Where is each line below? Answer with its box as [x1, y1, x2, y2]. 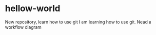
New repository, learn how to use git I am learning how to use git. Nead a [5, 19, 152, 25]
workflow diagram [5, 24, 41, 30]
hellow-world [5, 3, 60, 14]
